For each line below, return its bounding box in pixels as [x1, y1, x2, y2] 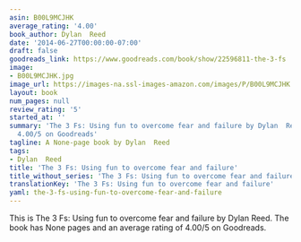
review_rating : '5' [9, 105, 82, 114]
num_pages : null [9, 96, 70, 106]
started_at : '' [9, 113, 66, 122]
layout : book [9, 88, 58, 97]
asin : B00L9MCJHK [9, 13, 74, 22]
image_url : [9, 80, 50, 89]
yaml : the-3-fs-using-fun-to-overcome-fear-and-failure [9, 188, 222, 197]
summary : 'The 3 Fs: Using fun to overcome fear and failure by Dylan [9, 122, 279, 131]
